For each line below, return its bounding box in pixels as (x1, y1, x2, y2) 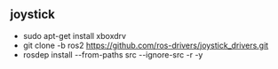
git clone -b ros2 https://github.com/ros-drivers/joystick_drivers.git (22, 40, 269, 50)
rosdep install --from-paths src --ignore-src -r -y (22, 49, 203, 60)
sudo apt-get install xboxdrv (22, 30, 127, 41)
